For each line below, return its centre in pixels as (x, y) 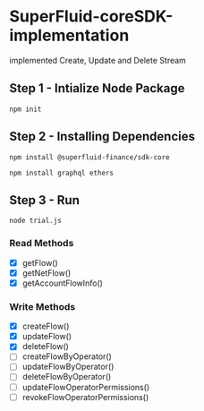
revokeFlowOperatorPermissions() (85, 397)
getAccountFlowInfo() (62, 283)
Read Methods (42, 244)
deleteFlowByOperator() (67, 377)
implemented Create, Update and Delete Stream (98, 60)
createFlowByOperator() (67, 356)
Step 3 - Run (45, 200)
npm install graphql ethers (62, 173)
